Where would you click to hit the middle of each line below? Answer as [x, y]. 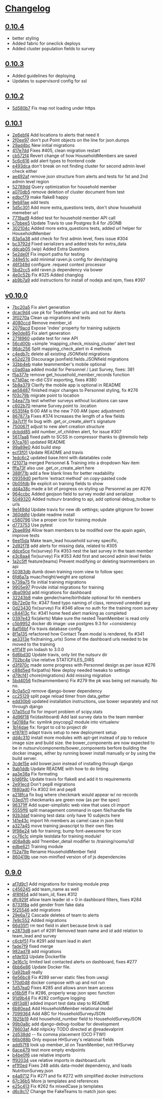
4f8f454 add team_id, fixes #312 [45, 895]
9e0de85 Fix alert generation [41, 333]
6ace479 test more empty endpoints [49, 1050]
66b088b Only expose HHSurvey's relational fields [63, 1039]
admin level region [31, 182]
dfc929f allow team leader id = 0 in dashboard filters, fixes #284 [77, 900]
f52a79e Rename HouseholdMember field [54, 852]
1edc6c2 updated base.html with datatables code [62, 458]
